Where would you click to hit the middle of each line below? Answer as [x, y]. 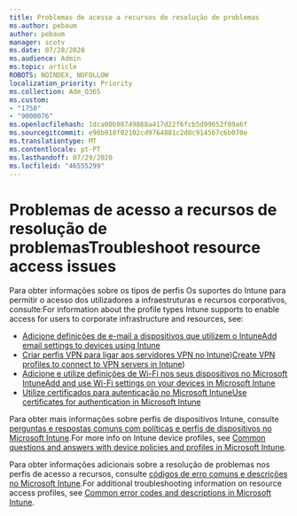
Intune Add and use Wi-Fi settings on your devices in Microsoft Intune [148, 383]
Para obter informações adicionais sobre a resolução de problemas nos [140, 465]
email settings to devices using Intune [91, 346]
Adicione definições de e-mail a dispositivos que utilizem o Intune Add [149, 336]
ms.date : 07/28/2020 [47, 51]
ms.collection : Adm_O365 [55, 91]
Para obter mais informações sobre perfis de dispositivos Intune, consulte [144, 419]
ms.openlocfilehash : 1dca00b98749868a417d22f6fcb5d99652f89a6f [129, 125]
